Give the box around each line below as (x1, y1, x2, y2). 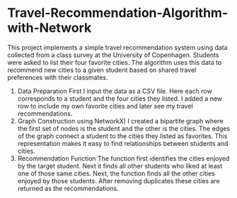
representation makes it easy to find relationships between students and (17, 139, 229, 147)
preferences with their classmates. (7, 73, 108, 82)
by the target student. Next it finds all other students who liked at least (17, 161, 223, 170)
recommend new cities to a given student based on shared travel (7, 66, 197, 74)
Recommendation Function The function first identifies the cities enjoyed (17, 154, 230, 163)
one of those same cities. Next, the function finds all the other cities (17, 169, 216, 178)
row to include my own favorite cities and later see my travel (17, 101, 193, 110)
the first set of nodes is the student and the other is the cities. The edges (17, 124, 231, 132)
